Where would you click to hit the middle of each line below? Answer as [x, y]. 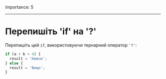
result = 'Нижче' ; [29, 58]
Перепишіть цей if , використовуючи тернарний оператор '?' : [71, 45]
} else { [14, 63]
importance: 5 [19, 7]
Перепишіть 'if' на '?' [51, 32]
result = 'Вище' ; [27, 68]
